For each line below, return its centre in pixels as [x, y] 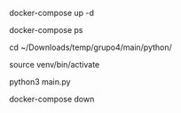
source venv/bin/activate [55, 65]
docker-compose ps [46, 30]
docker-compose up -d [52, 13]
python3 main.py [40, 82]
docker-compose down [52, 99]
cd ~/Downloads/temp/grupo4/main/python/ [91, 47]
